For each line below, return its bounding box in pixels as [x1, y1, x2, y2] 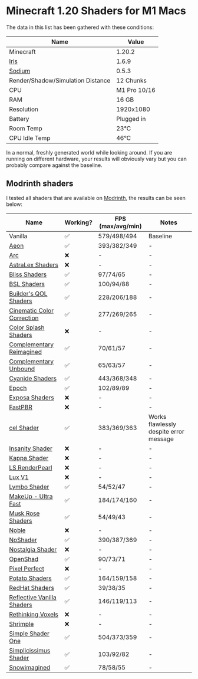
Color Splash [9, 323, 45, 332]
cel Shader [9, 424, 39, 432]
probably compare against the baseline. [6, 161, 103, 169]
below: [6, 201, 22, 208]
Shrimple [9, 619, 34, 628]
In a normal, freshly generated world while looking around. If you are [6, 149, 173, 156]
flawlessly [148, 420, 177, 428]
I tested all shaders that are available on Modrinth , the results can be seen [6, 194, 186, 201]
